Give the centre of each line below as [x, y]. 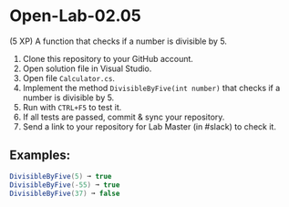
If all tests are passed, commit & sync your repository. [124, 117]
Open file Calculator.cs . [69, 78]
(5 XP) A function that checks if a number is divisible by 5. [119, 41]
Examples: [40, 155]
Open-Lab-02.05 [75, 16]
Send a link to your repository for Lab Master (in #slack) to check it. [149, 126]
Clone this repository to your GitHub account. [108, 58]
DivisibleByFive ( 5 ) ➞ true [61, 176]
